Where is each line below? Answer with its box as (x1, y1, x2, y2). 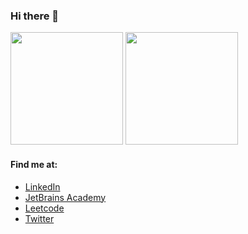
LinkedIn (24, 180, 61, 193)
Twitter (24, 212, 55, 224)
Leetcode (24, 202, 65, 214)
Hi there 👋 (10, 9, 60, 23)
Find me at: (10, 158, 58, 170)
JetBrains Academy (24, 191, 107, 203)
